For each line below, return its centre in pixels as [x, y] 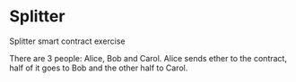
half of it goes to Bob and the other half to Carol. [99, 68]
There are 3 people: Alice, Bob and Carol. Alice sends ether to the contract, [148, 58]
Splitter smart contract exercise [67, 41]
